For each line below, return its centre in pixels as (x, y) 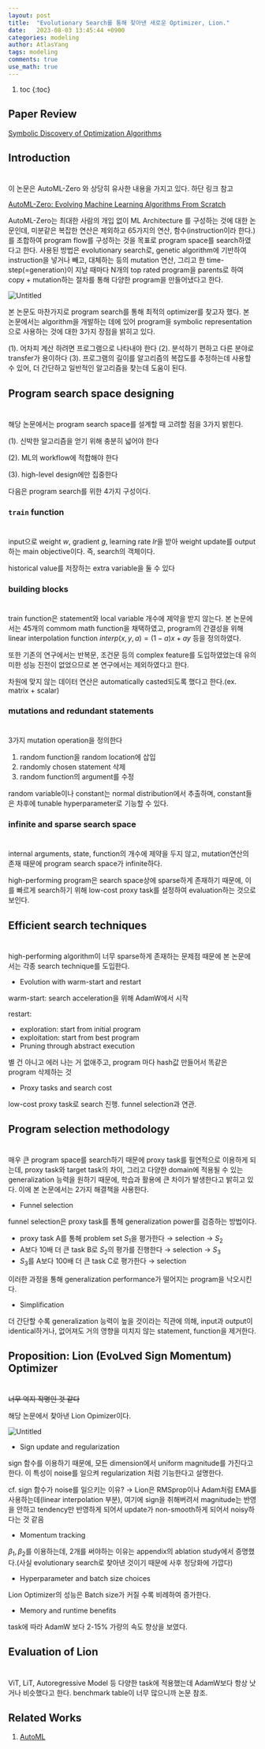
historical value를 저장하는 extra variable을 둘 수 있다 (91, 568)
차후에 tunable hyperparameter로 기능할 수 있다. (92, 803)
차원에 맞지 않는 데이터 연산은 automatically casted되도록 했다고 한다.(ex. (122, 681)
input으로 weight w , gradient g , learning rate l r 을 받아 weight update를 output (132, 541)
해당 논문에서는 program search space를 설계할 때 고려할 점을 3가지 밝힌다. (126, 424)
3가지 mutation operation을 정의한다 (65, 740)
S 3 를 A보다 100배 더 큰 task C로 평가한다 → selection (103, 1261)
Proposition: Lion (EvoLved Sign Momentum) (120, 1357)
